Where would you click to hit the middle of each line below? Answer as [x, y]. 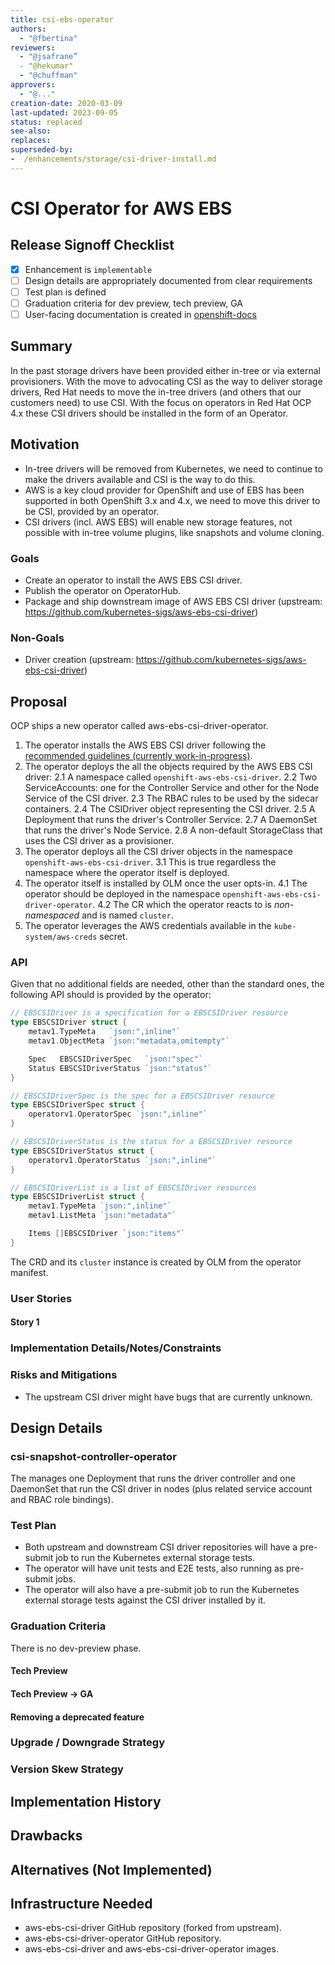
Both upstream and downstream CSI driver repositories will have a [161, 1547]
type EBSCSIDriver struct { [69, 1022]
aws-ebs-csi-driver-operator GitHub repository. [123, 1938]
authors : [28, 29]
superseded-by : [42, 150]
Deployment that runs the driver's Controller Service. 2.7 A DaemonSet [171, 820]
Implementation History [86, 1801]
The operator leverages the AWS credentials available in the [148, 926]
